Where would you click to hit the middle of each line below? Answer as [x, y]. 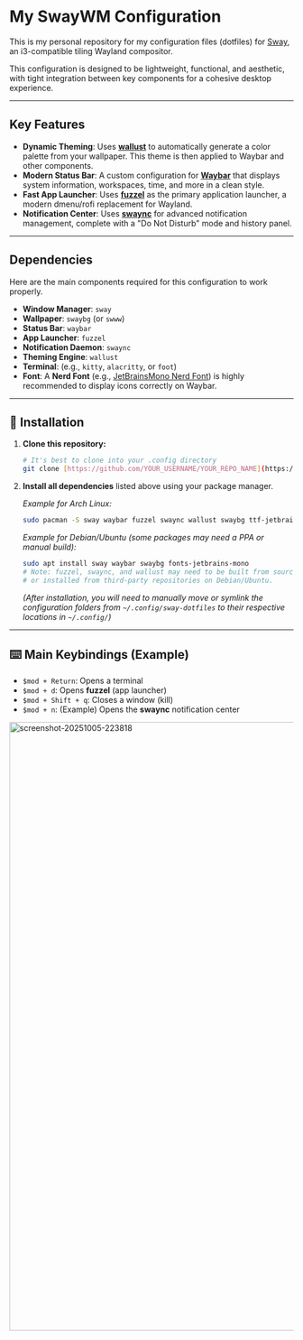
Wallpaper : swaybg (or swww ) [73, 319]
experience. [32, 88]
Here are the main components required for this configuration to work [138, 282]
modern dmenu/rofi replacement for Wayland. [107, 204]
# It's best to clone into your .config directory [119, 461]
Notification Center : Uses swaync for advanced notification [135, 213]
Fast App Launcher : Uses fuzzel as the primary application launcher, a [154, 194]
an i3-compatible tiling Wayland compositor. [91, 51]
